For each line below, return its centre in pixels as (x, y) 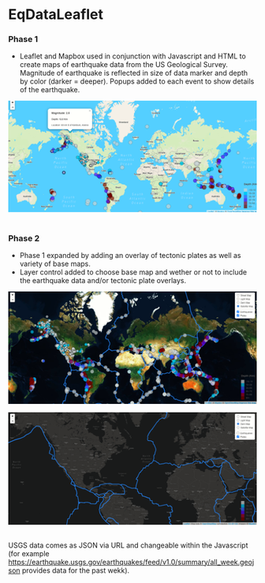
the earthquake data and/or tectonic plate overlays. (103, 280)
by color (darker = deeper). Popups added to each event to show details (137, 81)
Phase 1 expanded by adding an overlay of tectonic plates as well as (130, 255)
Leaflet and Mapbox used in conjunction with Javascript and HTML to (132, 56)
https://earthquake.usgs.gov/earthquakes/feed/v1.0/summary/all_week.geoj (131, 562)
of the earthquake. (50, 90)
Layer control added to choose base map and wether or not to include (133, 272)
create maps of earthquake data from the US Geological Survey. (124, 65)
